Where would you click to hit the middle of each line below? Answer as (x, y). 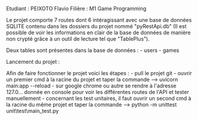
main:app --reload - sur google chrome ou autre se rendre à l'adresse (91, 86)
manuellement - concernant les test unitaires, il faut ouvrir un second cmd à (99, 98)
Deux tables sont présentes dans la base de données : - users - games (93, 50)
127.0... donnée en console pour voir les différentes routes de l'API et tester (98, 92)
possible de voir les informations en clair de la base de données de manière (98, 33)
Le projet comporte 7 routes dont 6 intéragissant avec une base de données (99, 20)
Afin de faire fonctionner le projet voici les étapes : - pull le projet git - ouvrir (99, 73)
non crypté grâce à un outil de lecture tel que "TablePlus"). (78, 39)
